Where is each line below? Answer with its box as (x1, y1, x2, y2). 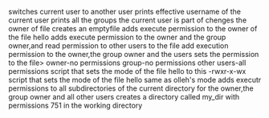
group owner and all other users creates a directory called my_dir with (8, 92, 240, 101)
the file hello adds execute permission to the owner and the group (8, 32, 226, 42)
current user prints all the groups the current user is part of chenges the (8, 15, 247, 25)
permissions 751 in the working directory (8, 100, 143, 110)
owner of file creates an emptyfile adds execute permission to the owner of (8, 24, 258, 33)
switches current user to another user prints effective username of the (8, 7, 241, 16)
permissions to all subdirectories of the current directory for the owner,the (8, 83, 255, 93)
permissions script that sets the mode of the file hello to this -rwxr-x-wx (8, 67, 247, 75)
